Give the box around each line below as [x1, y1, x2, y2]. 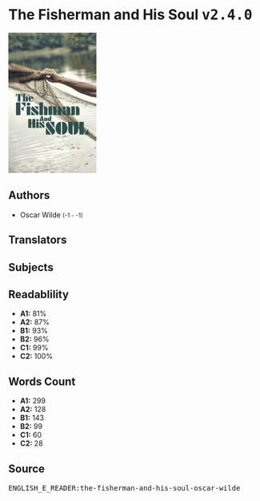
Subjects [8, 261, 54, 274]
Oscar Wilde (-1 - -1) [19, 210, 83, 220]
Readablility [8, 287, 70, 301]
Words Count [8, 374, 76, 388]
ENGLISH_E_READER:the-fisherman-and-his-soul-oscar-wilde [8, 483, 241, 492]
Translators [8, 233, 67, 247]
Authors [8, 188, 50, 202]
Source [8, 462, 46, 475]
